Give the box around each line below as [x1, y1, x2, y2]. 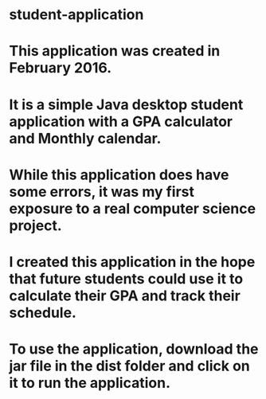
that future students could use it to [9, 269, 244, 288]
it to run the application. [9, 374, 170, 392]
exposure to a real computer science [9, 199, 256, 217]
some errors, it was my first [9, 182, 194, 201]
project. [9, 217, 62, 234]
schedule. [9, 303, 76, 322]
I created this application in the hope [9, 252, 256, 271]
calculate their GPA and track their [9, 287, 241, 304]
